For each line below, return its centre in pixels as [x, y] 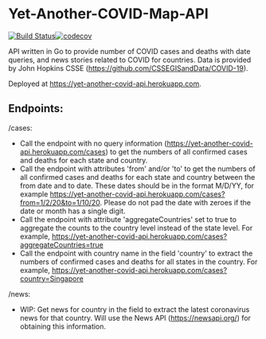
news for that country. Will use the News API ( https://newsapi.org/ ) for [135, 318]
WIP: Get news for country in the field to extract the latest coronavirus [135, 309]
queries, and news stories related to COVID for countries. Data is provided [130, 60]
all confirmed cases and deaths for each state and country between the [137, 177]
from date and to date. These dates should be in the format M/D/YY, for [137, 185]
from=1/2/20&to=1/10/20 [60, 202]
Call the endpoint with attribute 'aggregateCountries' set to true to [128, 219]
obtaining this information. [63, 326]
